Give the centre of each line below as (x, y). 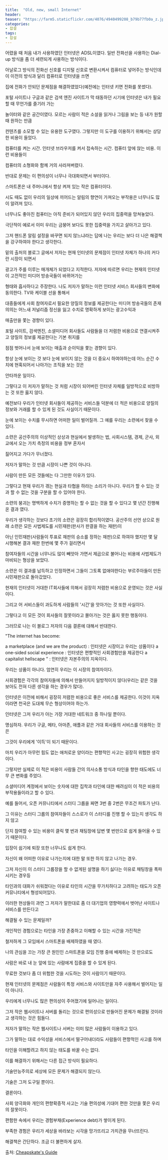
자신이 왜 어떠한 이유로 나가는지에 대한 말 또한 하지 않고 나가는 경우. (71, 858)
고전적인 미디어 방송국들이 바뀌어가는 (46, 275)
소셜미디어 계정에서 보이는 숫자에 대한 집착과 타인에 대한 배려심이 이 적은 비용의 (82, 786)
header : (13, 15)
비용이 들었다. (24, 137)
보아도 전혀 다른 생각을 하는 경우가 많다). (44, 686)
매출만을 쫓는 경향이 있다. (30, 320)
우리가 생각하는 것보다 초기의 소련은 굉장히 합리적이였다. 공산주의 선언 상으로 (80, 520)
